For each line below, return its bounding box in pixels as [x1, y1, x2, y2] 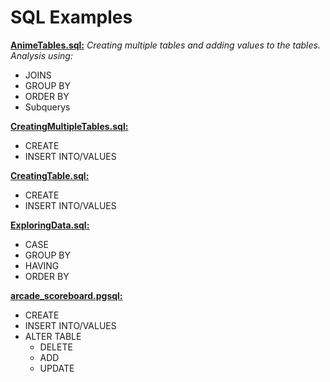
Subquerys [24, 101, 71, 113]
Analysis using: [10, 49, 73, 61]
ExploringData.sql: [10, 219, 90, 231]
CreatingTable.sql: [10, 169, 90, 181]
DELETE [39, 341, 73, 353]
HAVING [24, 259, 60, 271]
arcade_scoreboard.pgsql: [10, 289, 123, 301]
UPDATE [39, 362, 75, 374]
